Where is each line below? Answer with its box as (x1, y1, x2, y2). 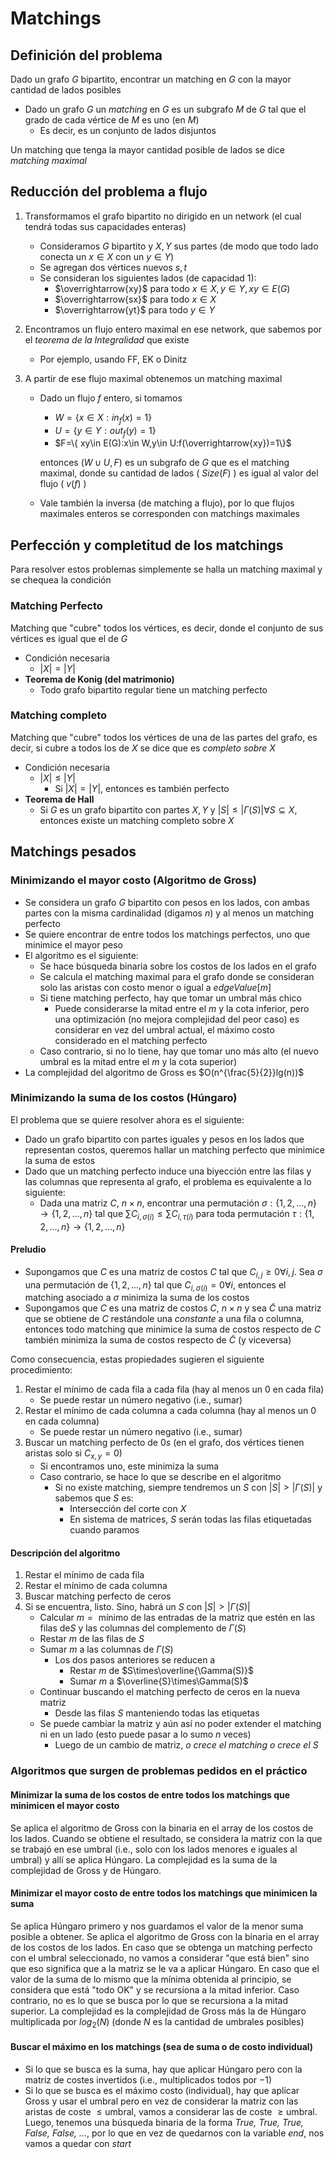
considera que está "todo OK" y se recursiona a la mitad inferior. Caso (10, 1983, 300, 1996)
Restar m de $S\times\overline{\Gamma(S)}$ (69, 1665, 255, 1677)
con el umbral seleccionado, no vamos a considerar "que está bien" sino (10, 1952, 310, 1964)
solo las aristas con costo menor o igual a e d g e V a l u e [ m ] (39, 981, 272, 993)
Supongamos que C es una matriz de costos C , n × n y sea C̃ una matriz (24, 1302, 322, 1314)
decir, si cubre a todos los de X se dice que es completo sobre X (10, 742, 276, 754)
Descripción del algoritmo (10, 1547, 121, 1559)
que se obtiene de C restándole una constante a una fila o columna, (24, 1313, 305, 1325)
